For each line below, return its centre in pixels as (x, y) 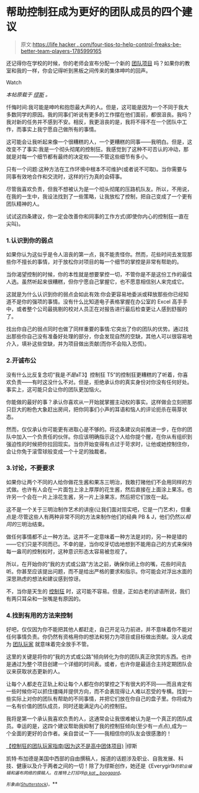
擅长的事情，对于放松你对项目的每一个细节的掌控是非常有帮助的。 (102, 262)
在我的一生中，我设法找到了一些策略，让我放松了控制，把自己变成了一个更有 (99, 196)
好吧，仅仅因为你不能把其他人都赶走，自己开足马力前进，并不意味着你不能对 (99, 629)
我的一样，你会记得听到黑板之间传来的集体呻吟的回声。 (84, 70)
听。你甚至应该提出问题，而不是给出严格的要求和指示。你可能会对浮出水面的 (99, 571)
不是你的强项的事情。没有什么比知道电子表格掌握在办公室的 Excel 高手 (97, 302)
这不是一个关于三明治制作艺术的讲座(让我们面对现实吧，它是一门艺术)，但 (96, 509)
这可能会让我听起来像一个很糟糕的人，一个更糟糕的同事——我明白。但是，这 (99, 142)
